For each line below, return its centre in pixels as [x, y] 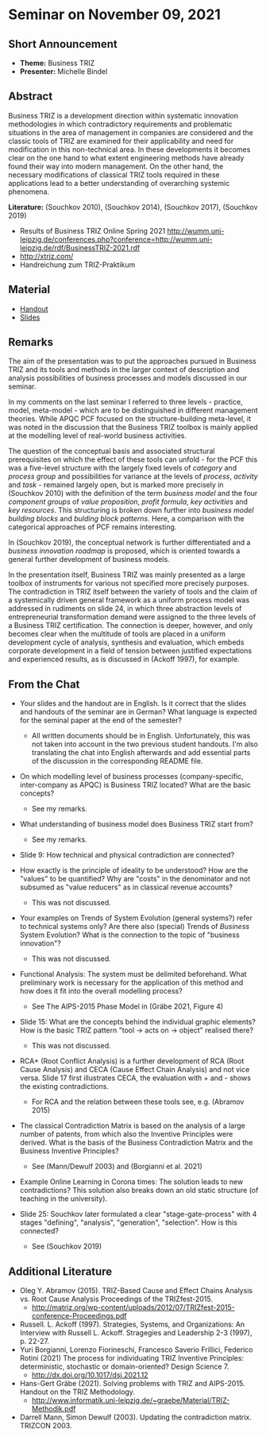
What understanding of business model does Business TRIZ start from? [137, 824]
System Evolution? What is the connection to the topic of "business [129, 935]
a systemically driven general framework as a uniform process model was [129, 600]
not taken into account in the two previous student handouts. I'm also [145, 744]
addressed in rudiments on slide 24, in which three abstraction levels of [125, 609]
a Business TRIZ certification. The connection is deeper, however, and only [131, 626]
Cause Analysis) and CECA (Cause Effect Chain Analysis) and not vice [135, 1070]
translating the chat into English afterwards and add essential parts [141, 753]
